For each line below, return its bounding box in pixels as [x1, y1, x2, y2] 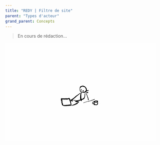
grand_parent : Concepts [5, 19, 55, 24]
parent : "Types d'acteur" [5, 13, 59, 19]
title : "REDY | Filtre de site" [5, 8, 73, 13]
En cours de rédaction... [17, 33, 67, 39]
